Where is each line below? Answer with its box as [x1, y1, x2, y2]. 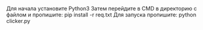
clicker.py [6, 18, 30, 24]
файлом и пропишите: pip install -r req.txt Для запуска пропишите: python [6, 11, 197, 18]
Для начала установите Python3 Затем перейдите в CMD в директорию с [6, 5, 197, 12]
